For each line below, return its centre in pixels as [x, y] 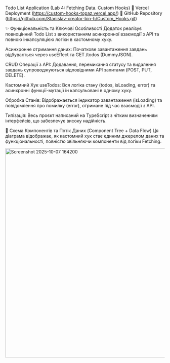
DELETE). [15, 75]
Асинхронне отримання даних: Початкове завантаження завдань [76, 49]
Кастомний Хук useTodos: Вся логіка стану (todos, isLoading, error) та [80, 85]
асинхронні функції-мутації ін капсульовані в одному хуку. [69, 90]
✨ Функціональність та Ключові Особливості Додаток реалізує [74, 28]
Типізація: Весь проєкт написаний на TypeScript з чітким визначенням [81, 115]
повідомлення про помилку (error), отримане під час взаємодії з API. [80, 106]
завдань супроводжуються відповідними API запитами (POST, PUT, [79, 70]
